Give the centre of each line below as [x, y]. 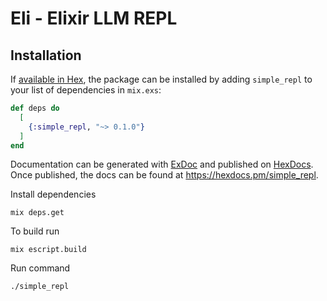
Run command [40, 268]
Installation [46, 55]
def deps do [35, 108]
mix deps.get [37, 213]
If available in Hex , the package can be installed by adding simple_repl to [161, 79]
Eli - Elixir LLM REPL [94, 18]
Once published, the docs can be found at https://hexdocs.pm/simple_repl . [164, 175]
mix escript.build [48, 250]
